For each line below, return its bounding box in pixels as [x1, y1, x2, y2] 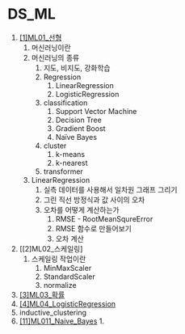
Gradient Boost [55, 123, 106, 133]
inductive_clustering [19, 307, 86, 317]
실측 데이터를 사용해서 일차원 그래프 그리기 [43, 184, 178, 194]
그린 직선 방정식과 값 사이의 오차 [43, 195, 145, 205]
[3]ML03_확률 [19, 290, 65, 299]
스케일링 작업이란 [31, 254, 86, 264]
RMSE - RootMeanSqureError [55, 214, 153, 223]
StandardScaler [43, 272, 95, 281]
